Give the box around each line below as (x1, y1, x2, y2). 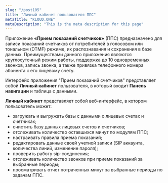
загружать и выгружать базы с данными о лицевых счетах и (12, 113, 144, 119)
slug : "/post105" (5, 7, 42, 13)
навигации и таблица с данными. (5, 88, 78, 94)
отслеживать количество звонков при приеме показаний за (12, 156, 143, 162)
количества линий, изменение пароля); (12, 145, 98, 152)
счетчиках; (12, 118, 37, 124)
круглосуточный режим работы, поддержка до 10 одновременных (5, 57, 150, 63)
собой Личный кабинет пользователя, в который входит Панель (5, 83, 147, 89)
